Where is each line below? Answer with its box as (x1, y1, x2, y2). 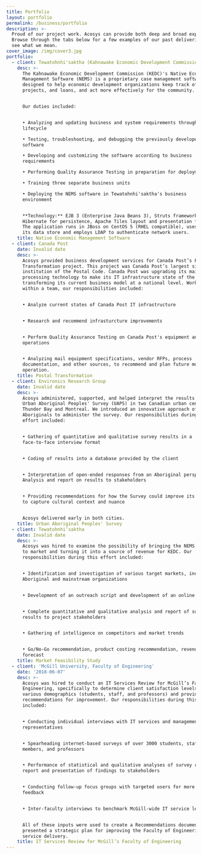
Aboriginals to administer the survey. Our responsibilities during (22, 412, 198, 418)
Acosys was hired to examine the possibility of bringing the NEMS (22, 543, 195, 549)
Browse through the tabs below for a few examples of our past (11, 37, 173, 43)
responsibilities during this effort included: (22, 554, 144, 561)
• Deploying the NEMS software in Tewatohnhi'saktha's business (22, 191, 187, 197)
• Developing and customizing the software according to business (22, 153, 192, 159)
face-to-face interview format (22, 439, 101, 445)
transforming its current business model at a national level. (22, 280, 185, 286)
